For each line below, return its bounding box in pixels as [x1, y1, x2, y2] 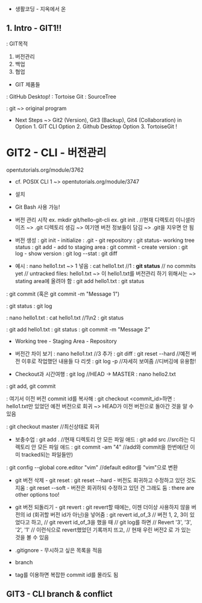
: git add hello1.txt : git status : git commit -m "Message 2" [6, 325, 151, 333]
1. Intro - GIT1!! [6, 23, 62, 33]
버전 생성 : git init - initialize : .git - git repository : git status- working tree [14, 236, 195, 244]
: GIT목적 [6, 40, 28, 47]
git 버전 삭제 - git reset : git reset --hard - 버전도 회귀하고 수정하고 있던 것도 [14, 477, 197, 484]
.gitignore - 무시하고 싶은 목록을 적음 [14, 546, 103, 553]
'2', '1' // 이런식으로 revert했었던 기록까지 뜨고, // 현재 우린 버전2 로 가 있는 [14, 526, 191, 533]
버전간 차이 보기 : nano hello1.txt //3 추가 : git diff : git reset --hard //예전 [14, 350, 191, 357]
